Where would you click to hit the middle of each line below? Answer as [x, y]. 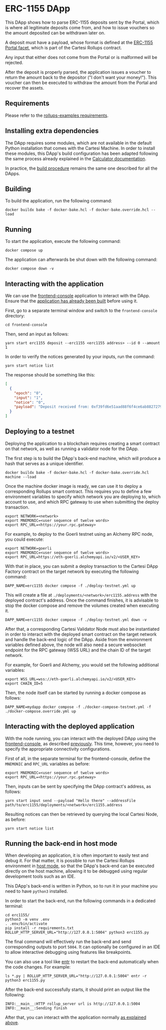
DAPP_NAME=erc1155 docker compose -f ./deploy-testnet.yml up [70, 586]
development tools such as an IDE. [40, 877]
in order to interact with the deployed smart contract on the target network [81, 634]
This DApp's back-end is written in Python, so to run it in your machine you [81, 886]
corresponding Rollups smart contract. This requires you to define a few [78, 491]
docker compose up [24, 250]
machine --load [21, 477]
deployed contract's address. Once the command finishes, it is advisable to [82, 600]
